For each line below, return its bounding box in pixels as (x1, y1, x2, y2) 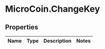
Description (43, 38, 71, 44)
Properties (5, 23, 38, 31)
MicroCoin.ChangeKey (5, 3, 100, 15)
